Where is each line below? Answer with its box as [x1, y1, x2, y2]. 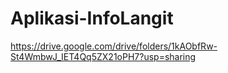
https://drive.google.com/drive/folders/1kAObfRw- [10, 40, 218, 52]
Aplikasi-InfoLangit [10, 7, 174, 30]
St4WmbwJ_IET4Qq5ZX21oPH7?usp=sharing [10, 50, 197, 62]
